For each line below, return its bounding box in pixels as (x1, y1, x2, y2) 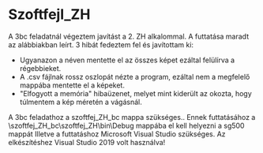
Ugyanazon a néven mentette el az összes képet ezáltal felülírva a (19, 55, 235, 65)
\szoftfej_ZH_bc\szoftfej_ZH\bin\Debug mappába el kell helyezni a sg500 (8, 121, 245, 130)
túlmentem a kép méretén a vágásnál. (19, 97, 142, 106)
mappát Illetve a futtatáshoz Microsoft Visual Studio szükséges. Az (8, 129, 227, 139)
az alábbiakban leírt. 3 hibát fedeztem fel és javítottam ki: (8, 39, 194, 49)
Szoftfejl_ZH (8, 6, 91, 24)
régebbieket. (19, 63, 62, 73)
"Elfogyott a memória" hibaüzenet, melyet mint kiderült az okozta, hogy (19, 88, 253, 98)
